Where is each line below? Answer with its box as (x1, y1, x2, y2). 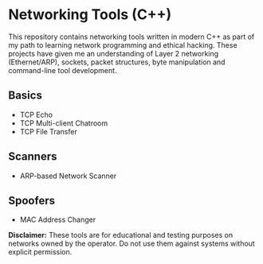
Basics (8, 89, 42, 103)
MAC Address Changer (19, 215, 96, 224)
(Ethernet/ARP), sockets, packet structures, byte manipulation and (8, 57, 226, 67)
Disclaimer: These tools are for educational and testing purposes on (8, 231, 234, 240)
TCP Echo (19, 110, 53, 119)
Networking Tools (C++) (8, 6, 172, 24)
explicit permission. (8, 247, 73, 257)
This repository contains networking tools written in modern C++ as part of (8, 32, 255, 41)
